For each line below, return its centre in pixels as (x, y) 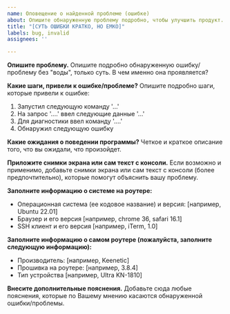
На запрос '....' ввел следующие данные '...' (81, 114)
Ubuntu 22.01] (37, 212)
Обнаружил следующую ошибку (65, 129)
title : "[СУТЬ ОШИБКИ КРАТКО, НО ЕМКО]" (66, 26)
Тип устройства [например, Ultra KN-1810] (80, 275)
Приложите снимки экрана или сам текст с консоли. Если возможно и (114, 163)
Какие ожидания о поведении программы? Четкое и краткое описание (115, 142)
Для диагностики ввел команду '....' (70, 121)
